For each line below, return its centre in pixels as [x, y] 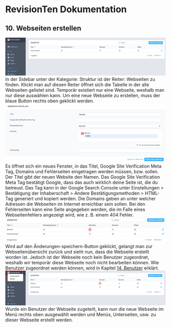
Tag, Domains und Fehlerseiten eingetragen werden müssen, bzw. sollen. [82, 171]
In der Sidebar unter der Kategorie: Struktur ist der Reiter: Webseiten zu [80, 79]
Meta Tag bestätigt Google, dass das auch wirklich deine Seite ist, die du [81, 182]
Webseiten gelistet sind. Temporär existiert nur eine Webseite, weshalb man [85, 90]
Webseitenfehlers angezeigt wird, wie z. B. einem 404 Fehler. [69, 214]
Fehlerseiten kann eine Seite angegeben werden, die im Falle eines [75, 209]
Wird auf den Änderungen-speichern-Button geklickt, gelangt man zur [79, 246]
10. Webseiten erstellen [43, 28]
